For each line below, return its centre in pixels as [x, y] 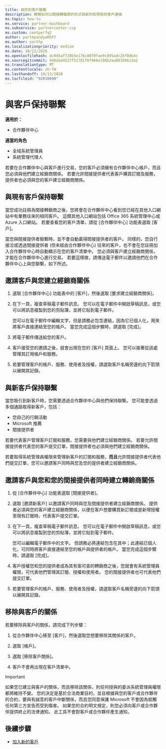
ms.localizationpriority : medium [40, 46]
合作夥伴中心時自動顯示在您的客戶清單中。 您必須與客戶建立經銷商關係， [83, 251]
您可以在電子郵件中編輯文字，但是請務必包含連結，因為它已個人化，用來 [86, 321]
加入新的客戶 [25, 742]
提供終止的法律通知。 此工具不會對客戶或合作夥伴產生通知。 [70, 711]
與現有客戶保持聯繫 [34, 197]
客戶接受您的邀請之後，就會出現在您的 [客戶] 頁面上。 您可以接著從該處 [85, 348]
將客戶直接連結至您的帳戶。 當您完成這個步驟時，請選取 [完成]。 [78, 327]
